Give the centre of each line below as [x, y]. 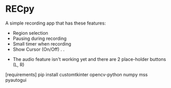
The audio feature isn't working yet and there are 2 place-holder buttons [89, 59]
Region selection [31, 33]
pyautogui [16, 80]
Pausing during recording [40, 38]
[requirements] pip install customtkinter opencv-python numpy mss [77, 74]
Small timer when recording [42, 43]
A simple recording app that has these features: [56, 23]
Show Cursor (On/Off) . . [39, 49]
